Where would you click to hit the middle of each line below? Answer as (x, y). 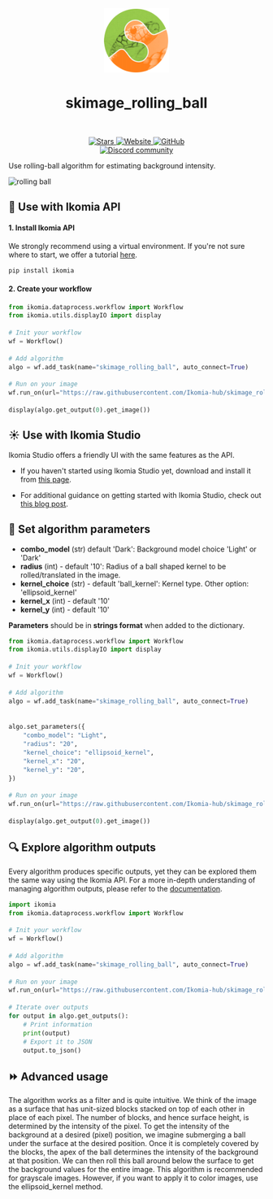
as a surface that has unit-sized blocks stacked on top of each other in (127, 1109)
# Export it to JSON (58, 1042)
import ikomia (32, 905)
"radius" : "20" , (51, 744)
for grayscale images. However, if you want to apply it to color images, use (133, 1178)
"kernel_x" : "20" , (54, 761)
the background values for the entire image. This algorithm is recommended (136, 1170)
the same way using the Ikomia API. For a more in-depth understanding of (132, 880)
